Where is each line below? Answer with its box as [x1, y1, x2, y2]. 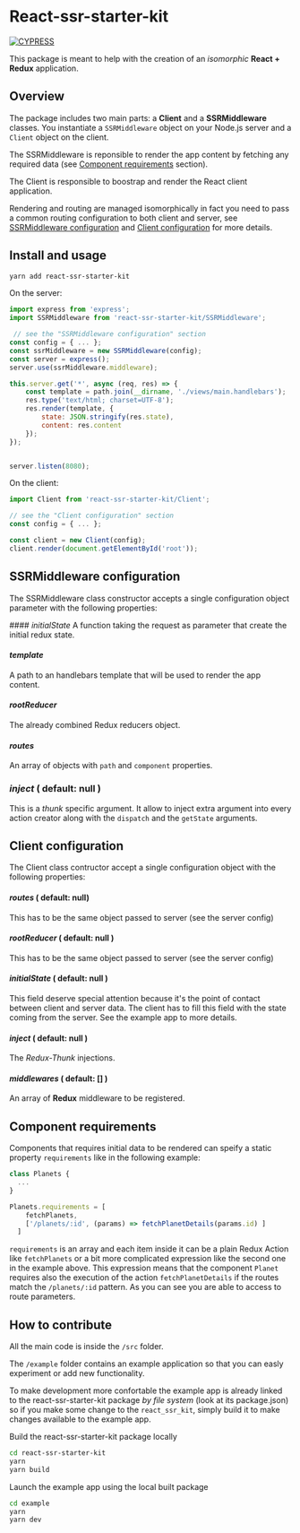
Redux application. [9, 63, 79, 74]
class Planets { [9, 1170, 70, 1179]
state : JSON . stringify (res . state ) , [41, 412, 175, 422]
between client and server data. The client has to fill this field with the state [9, 1002, 287, 1013]
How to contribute [9, 1317, 113, 1332]
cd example [9, 1499, 50, 1508]
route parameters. [9, 1291, 76, 1302]
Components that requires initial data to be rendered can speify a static [9, 1143, 272, 1154]
